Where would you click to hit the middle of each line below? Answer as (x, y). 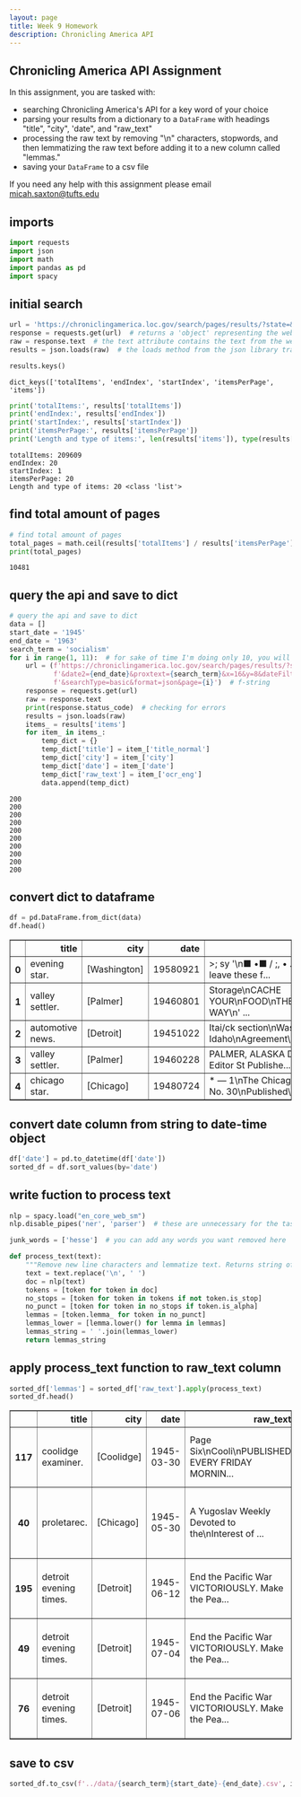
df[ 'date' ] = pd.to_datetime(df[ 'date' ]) (88, 1159)
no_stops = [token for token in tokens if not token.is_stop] (144, 1298)
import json (31, 251)
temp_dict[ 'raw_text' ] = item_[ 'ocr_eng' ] (122, 774)
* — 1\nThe (234, 1081)
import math (31, 259)
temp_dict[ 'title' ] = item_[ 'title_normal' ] (126, 749)
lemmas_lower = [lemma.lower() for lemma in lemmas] (126, 1324)
